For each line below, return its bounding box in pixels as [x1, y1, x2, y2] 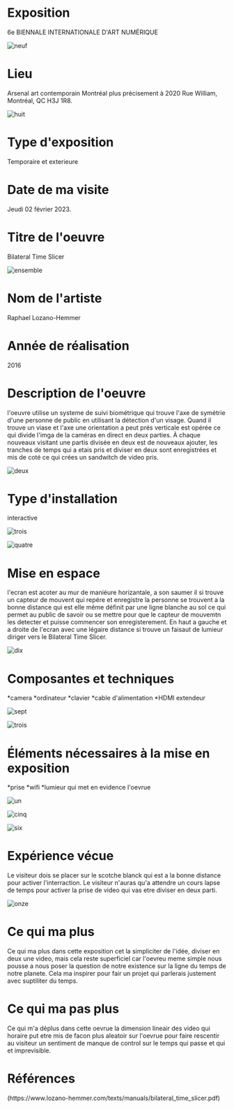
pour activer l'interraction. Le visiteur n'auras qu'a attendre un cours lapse [7, 879, 221, 887]
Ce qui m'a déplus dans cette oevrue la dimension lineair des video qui [7, 1024, 210, 1033]
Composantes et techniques [7, 671, 175, 686]
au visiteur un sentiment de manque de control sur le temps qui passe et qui [7, 1039, 226, 1048]
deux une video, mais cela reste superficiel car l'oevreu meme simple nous [7, 954, 222, 963]
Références [7, 1071, 75, 1087]
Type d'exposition [7, 135, 114, 151]
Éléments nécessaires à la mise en [7, 745, 210, 761]
